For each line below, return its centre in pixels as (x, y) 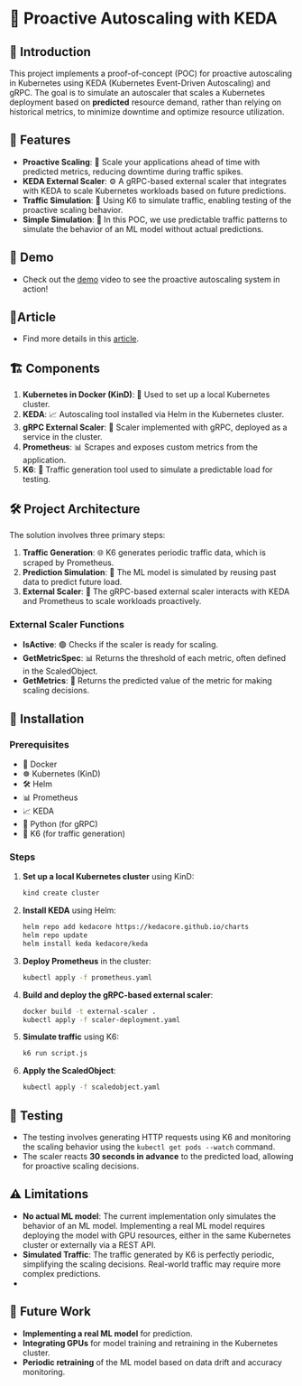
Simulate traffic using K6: (71, 1037)
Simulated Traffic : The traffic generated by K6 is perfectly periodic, (148, 1254)
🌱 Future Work (50, 1312)
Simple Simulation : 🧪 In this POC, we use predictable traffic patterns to (155, 219)
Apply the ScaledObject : (69, 1071)
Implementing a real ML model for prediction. (107, 1333)
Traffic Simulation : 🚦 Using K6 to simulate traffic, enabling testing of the (157, 200)
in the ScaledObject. (60, 671)
